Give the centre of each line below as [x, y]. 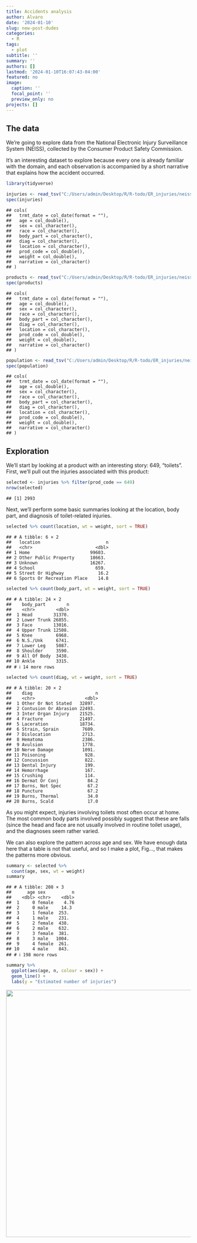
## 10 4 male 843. [38, 949]
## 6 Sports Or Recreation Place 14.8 [57, 578]
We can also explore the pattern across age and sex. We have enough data [97, 842]
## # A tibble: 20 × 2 [34, 688]
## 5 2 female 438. [38, 923]
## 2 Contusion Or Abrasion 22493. [51, 708]
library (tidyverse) [30, 184]
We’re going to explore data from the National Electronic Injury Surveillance [97, 142]
